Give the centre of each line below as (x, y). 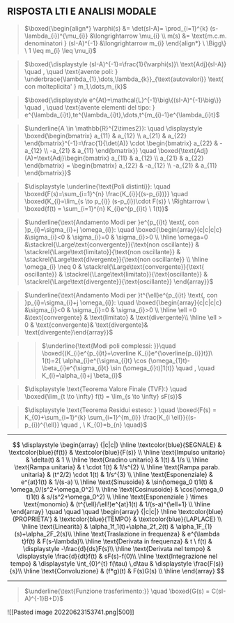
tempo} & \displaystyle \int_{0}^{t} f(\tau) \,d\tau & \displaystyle (101, 563)
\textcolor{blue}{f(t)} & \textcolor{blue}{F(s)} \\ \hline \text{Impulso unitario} (117, 452)
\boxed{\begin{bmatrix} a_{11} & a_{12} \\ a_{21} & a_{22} (105, 135)
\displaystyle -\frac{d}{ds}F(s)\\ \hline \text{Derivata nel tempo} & (117, 548)
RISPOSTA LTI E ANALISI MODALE (82, 12)
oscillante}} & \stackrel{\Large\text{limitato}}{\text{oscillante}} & (116, 274)
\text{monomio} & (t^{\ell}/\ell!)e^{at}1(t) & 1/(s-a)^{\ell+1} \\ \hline (117, 504)
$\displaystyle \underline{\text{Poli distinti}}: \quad (97, 186)
